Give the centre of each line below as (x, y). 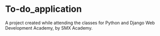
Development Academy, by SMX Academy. (49, 28)
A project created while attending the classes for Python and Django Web (80, 23)
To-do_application (44, 9)
